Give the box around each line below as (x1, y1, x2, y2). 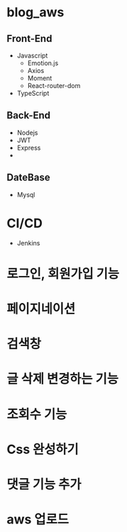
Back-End (6, 109, 51, 121)
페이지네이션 (6, 301, 76, 316)
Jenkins (16, 238, 40, 247)
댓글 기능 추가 (6, 476, 82, 492)
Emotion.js (27, 59, 59, 67)
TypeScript (16, 89, 50, 97)
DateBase (6, 172, 50, 184)
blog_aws (6, 4, 65, 21)
